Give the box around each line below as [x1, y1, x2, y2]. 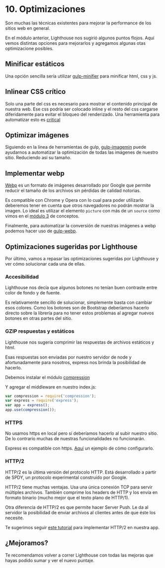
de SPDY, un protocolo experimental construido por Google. [5, 474, 128, 480]
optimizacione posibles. [5, 45, 54, 51]
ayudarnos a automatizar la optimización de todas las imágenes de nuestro [5, 149, 159, 155]
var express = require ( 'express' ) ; [5, 398, 79, 403]
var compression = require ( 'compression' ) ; [5, 393, 97, 398]
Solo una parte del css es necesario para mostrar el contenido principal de [5, 100, 158, 106]
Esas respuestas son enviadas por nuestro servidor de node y [5, 354, 132, 360]
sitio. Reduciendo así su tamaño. [5, 155, 72, 161]
